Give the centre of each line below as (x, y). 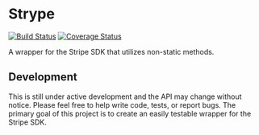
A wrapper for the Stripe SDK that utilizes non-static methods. (111, 51)
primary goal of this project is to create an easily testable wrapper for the (130, 113)
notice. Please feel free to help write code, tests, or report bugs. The (122, 104)
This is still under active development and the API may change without (125, 96)
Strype (31, 14)
